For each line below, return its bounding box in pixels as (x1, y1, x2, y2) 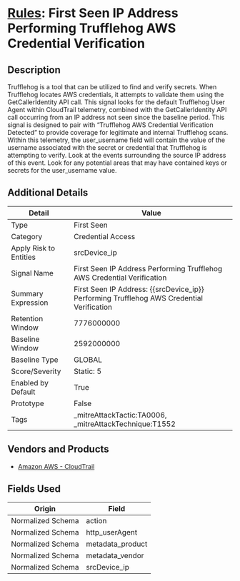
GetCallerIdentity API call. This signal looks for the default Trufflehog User (7, 98, 226, 106)
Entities (11, 252, 36, 262)
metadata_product (85, 539, 148, 549)
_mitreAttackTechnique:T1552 (74, 419, 176, 429)
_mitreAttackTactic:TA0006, (74, 410, 167, 420)
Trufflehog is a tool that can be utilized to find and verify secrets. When (7, 83, 217, 91)
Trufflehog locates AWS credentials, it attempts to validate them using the (7, 91, 224, 98)
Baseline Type (11, 355, 59, 365)
